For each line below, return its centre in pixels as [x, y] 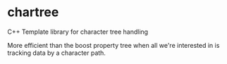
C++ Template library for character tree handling [78, 32]
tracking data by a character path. [56, 53]
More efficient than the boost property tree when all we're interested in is [114, 45]
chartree [33, 12]
